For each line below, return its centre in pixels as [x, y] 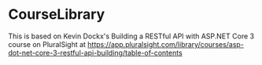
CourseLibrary [57, 14]
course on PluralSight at [47, 44]
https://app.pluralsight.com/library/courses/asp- [166, 44]
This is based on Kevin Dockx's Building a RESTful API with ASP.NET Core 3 [131, 36]
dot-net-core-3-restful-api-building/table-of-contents [95, 52]
